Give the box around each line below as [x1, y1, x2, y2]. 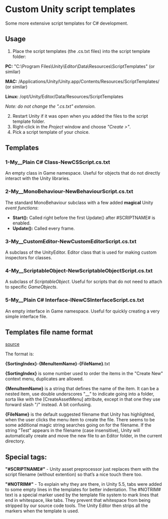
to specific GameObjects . [5, 284, 58, 290]
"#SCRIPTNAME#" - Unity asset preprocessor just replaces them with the [5, 466, 159, 472]
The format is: [5, 351, 34, 357]
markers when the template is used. [5, 508, 79, 514]
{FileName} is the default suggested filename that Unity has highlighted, [5, 411, 155, 417]
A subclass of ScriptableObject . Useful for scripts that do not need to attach [5, 278, 162, 285]
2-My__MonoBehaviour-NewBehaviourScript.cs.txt [5, 188, 133, 195]
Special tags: [5, 453, 47, 461]
